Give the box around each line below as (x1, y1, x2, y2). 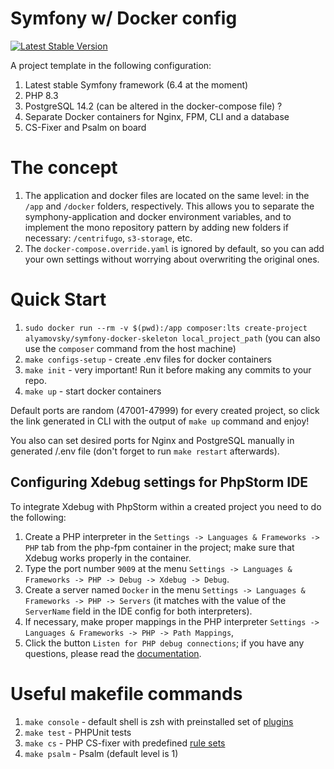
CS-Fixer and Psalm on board (24, 121, 147, 133)
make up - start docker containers (24, 385, 162, 397)
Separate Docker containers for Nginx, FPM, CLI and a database (24, 110, 290, 122)
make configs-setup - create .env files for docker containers (24, 353, 272, 365)
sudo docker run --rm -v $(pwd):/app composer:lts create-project (24, 323, 308, 333)
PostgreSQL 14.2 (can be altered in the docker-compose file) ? (24, 100, 283, 112)
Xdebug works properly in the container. (24, 552, 192, 564)
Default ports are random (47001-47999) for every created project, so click (10, 404, 320, 416)
